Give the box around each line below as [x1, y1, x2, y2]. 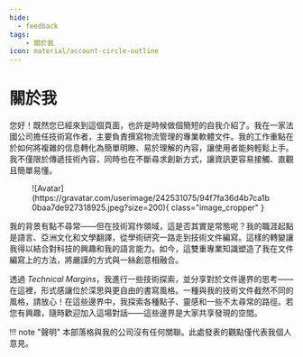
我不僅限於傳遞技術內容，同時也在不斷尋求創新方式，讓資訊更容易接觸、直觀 [9, 154, 294, 165]
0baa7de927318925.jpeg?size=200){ [32, 202, 170, 213]
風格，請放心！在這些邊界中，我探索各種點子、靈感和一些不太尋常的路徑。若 [9, 297, 294, 307]
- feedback [17, 22, 59, 31]
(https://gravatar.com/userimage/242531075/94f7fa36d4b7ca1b [32, 193, 271, 204]
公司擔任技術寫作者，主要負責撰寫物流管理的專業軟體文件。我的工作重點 [16, 132, 286, 142]
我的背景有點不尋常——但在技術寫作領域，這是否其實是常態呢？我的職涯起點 [9, 221, 294, 232]
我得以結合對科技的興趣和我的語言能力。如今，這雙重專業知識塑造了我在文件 [9, 243, 294, 254]
